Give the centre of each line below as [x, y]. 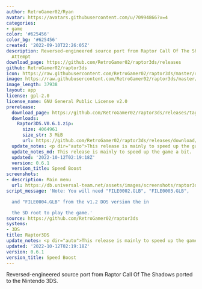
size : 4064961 [40, 129]
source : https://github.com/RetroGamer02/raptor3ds [72, 218]
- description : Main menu [38, 180]
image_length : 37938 [32, 85]
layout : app [21, 90]
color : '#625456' [28, 34]
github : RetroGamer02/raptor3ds [47, 68]
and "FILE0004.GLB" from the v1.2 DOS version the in [80, 202]
